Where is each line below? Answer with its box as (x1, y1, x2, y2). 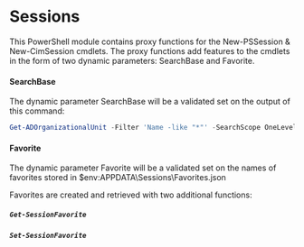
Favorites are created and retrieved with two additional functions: (9, 189, 252, 200)
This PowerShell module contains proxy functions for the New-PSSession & (9, 36, 291, 47)
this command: (9, 105, 65, 116)
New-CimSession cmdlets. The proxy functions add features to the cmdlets (9, 45, 290, 56)
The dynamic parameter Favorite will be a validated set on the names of (9, 162, 277, 173)
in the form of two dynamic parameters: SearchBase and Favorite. (9, 55, 255, 66)
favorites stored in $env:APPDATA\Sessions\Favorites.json (9, 172, 226, 183)
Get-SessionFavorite (9, 210, 88, 219)
